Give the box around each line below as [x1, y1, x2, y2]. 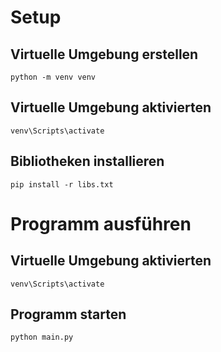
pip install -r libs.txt [10, 179, 114, 190]
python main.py [10, 332, 74, 343]
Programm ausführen [10, 212, 192, 235]
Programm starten [10, 306, 127, 323]
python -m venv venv [10, 72, 97, 82]
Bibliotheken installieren [10, 153, 165, 170]
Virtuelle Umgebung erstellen [10, 46, 199, 63]
